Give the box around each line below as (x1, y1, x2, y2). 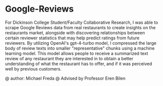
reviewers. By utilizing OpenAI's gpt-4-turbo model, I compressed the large (5, 40, 157, 46)
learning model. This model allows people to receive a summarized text (5, 50, 148, 56)
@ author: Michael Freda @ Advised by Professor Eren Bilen (5, 75, 126, 81)
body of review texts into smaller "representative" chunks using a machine (5, 45, 155, 51)
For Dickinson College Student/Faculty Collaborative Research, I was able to (5, 19, 159, 25)
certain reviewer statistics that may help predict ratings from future (5, 35, 140, 41)
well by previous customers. (5, 66, 62, 71)
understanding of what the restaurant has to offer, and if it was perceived (5, 61, 152, 67)
